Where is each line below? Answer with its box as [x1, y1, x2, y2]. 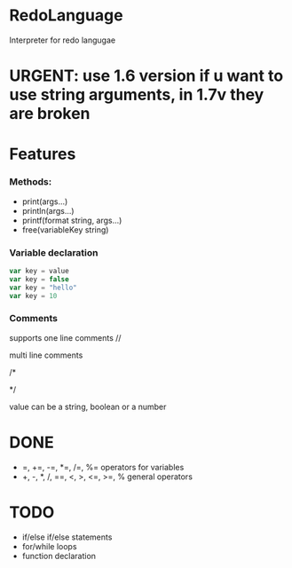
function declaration [21, 550, 96, 561]
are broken [9, 104, 91, 124]
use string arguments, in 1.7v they [9, 85, 264, 105]
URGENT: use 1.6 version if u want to [9, 66, 284, 86]
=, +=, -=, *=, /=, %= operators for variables [21, 461, 185, 472]
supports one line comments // [9, 332, 122, 343]
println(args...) [21, 205, 75, 216]
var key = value [9, 266, 69, 275]
